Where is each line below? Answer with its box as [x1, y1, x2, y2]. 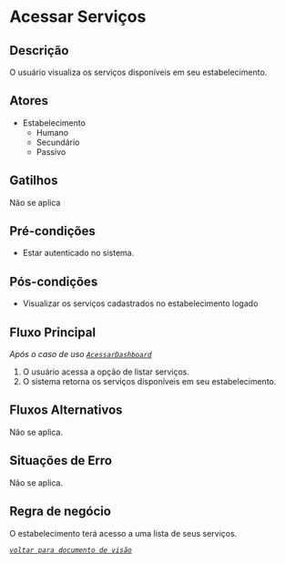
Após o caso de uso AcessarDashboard [9, 349, 152, 360]
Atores [9, 93, 48, 108]
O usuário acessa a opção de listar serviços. [22, 366, 189, 377]
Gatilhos [9, 173, 58, 189]
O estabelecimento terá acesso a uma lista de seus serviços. [9, 528, 238, 538]
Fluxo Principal [9, 324, 97, 340]
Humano [36, 127, 69, 138]
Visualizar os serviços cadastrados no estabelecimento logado [22, 298, 259, 309]
